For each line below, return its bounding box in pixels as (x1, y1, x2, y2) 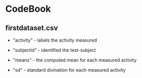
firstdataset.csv (5, 24, 58, 32)
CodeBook (5, 3, 51, 15)
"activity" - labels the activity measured (12, 37, 97, 43)
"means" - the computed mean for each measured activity (12, 57, 137, 63)
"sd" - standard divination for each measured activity (12, 67, 126, 73)
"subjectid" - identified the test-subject (12, 47, 96, 53)
